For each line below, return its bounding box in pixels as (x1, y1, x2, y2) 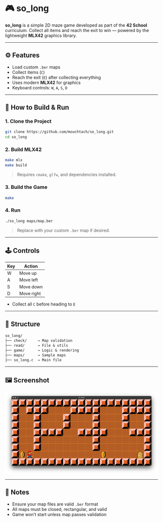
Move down (19, 284, 43, 289)
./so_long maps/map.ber (5, 219, 53, 223)
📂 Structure (5, 320, 40, 328)
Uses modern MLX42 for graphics (12, 80, 81, 85)
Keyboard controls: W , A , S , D (12, 84, 68, 90)
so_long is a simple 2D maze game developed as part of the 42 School (5, 22, 147, 28)
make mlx (5, 158, 23, 163)
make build (5, 163, 27, 168)
